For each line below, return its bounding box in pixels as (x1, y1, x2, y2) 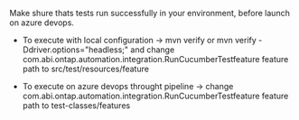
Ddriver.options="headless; (22, 44, 125, 55)
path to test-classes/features (22, 100, 131, 111)
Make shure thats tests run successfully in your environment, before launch (9, 8, 291, 18)
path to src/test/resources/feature (22, 63, 149, 74)
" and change (124, 44, 175, 55)
